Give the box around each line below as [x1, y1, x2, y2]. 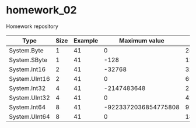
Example [73, 36, 99, 44]
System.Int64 [9, 103, 46, 111]
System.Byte [9, 46, 44, 54]
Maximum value [118, 36, 164, 44]
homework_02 [6, 3, 77, 17]
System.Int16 [9, 65, 46, 73]
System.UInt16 [9, 74, 51, 83]
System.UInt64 [9, 112, 51, 120]
